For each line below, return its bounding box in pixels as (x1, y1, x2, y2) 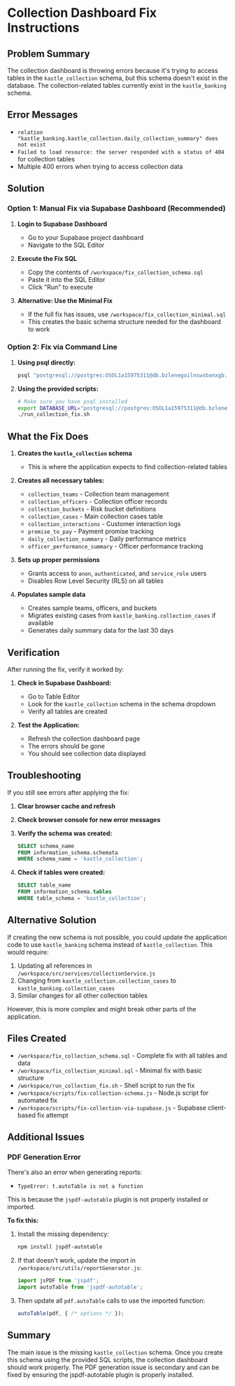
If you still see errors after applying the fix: (7, 788, 129, 797)
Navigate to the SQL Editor (27, 241, 105, 249)
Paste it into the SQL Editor (27, 275, 106, 283)
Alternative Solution (7, 914, 97, 927)
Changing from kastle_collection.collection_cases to (17, 976, 177, 985)
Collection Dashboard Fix (7, 5, 157, 21)
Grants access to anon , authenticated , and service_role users (27, 570, 207, 578)
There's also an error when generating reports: (7, 1168, 143, 1176)
